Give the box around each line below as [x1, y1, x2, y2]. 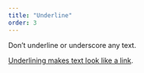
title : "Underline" [8, 11, 73, 20]
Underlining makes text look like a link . [8, 56, 134, 65]
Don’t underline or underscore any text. [8, 40, 137, 49]
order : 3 [8, 19, 37, 27]
